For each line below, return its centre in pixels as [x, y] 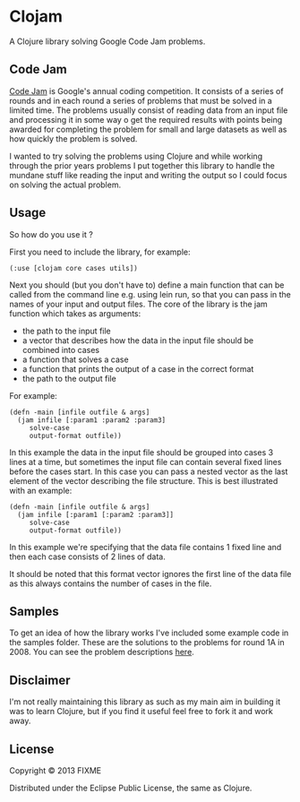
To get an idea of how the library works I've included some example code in [149, 633]
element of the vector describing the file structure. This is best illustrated [144, 480]
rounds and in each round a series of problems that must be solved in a [141, 100]
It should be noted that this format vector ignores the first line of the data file [150, 573]
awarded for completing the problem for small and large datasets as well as [148, 129]
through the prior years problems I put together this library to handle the [142, 165]
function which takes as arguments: [75, 313]
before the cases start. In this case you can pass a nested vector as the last [149, 471]
